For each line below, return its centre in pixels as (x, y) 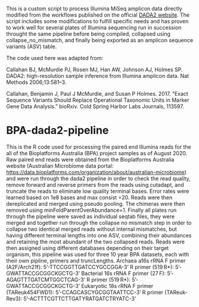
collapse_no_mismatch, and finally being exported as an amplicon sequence (100, 40)
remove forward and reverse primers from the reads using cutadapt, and (95, 184)
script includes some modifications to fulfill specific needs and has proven (97, 21)
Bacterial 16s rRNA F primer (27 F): (124, 273)
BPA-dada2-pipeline (57, 131)
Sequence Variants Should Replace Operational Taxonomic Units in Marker (98, 100)
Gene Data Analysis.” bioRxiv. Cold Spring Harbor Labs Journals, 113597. (95, 106)
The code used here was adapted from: (55, 58)
